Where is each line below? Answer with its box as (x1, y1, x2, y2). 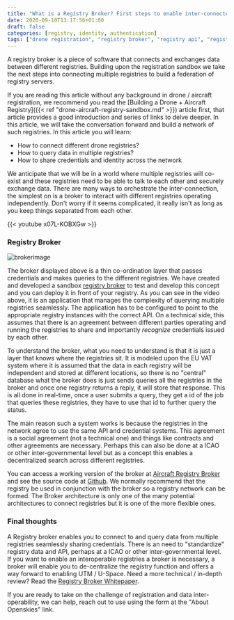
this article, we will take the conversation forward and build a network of (7, 120, 214, 129)
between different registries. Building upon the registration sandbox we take (7, 63, 226, 71)
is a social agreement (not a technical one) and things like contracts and (7, 434, 214, 443)
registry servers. (7, 77, 54, 86)
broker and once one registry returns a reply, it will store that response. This (7, 383, 226, 392)
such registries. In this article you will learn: (7, 128, 132, 136)
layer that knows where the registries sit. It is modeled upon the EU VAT (7, 354, 212, 363)
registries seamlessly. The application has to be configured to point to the (7, 303, 219, 312)
